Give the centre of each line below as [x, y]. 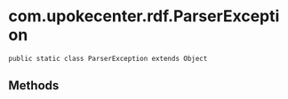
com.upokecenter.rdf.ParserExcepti [144, 16]
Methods [34, 86]
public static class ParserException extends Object [108, 58]
